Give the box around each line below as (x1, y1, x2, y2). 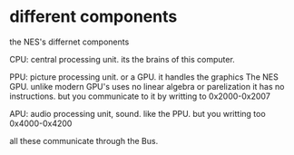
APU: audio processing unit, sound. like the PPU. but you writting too (9, 108, 266, 119)
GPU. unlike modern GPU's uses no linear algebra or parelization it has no (9, 81, 285, 92)
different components (9, 6, 178, 27)
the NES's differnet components (9, 36, 130, 47)
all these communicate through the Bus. (9, 135, 159, 146)
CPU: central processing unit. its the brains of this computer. (9, 53, 236, 64)
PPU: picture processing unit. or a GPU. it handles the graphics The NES (9, 71, 279, 82)
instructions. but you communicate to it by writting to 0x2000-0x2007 (9, 91, 270, 102)
